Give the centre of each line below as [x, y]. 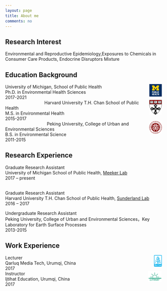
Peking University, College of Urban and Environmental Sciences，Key [78, 219]
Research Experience [39, 155]
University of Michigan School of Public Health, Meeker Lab [66, 172]
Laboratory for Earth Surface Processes [46, 225]
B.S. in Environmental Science [36, 134]
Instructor [15, 274]
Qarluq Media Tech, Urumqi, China [41, 263]
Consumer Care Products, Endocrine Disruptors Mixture [62, 59]
